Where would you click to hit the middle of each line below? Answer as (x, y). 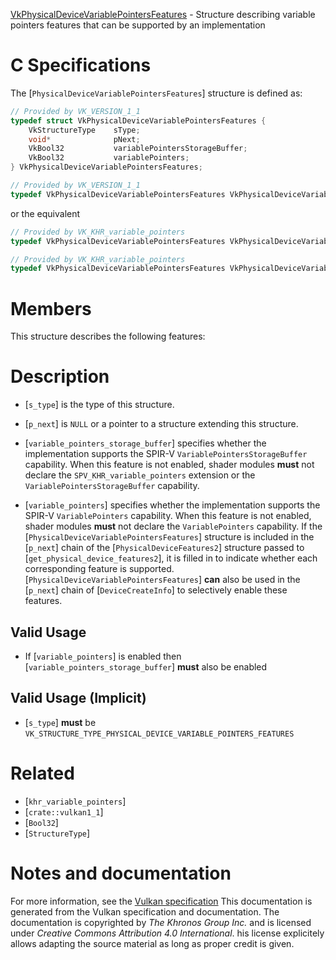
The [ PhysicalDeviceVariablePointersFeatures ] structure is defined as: (156, 93)
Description (60, 376)
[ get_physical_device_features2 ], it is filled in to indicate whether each (171, 558)
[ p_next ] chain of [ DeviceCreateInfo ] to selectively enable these (156, 590)
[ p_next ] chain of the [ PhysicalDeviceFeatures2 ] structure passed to (164, 548)
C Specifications (81, 65)
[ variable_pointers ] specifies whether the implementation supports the (172, 505)
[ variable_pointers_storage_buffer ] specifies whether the (145, 443)
